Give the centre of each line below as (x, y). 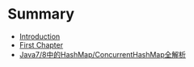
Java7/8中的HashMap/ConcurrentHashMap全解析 (103, 54)
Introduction (40, 36)
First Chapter (41, 44)
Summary (41, 14)
